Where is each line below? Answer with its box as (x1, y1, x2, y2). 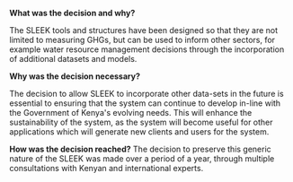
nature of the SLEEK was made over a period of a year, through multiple (9, 153, 275, 164)
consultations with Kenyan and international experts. (9, 163, 204, 173)
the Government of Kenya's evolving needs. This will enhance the (9, 108, 253, 117)
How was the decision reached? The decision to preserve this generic (9, 143, 271, 154)
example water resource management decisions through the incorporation (9, 44, 285, 55)
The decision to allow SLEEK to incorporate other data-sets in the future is (9, 89, 285, 99)
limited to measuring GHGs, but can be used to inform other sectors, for (9, 35, 276, 45)
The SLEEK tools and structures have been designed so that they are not (9, 25, 279, 35)
